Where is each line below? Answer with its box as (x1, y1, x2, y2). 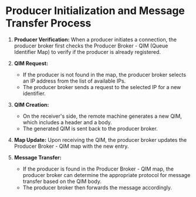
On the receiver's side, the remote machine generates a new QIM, (22, 113, 183, 120)
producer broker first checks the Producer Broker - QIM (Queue (13, 42, 168, 49)
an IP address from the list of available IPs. (22, 77, 126, 84)
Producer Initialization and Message (5, 4, 185, 18)
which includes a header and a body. (22, 118, 112, 125)
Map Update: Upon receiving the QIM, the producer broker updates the (13, 136, 187, 143)
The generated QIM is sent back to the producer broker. (22, 125, 158, 132)
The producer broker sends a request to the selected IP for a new (22, 83, 181, 90)
